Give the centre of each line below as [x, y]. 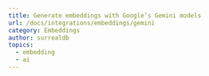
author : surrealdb [39, 38]
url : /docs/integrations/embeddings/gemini [82, 23]
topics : [21, 45]
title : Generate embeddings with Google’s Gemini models [105, 15]
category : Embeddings [44, 30]
